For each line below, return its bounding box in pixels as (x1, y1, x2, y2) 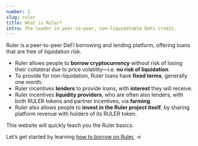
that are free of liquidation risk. (6, 48, 82, 55)
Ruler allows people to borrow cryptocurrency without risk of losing (14, 60, 183, 67)
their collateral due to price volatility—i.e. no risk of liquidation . (14, 66, 171, 73)
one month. (14, 79, 43, 86)
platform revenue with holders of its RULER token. (14, 110, 137, 117)
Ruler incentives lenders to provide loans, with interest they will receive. (14, 85, 193, 92)
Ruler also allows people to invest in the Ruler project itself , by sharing (14, 104, 190, 111)
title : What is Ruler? (6, 20, 62, 26)
